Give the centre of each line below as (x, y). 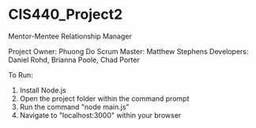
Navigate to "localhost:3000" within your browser (100, 115)
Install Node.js (43, 90)
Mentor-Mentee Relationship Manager (70, 36)
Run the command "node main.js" (74, 107)
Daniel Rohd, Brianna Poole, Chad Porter (74, 60)
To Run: (21, 75)
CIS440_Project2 (66, 15)
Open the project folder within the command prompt (104, 98)
